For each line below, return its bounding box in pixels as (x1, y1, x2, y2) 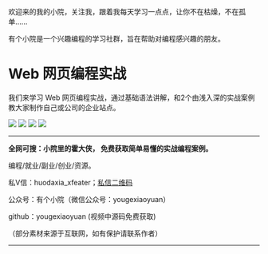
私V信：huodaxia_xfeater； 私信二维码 (8, 177, 133, 187)
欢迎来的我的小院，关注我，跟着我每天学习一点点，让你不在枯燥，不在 (8, 7, 239, 16)
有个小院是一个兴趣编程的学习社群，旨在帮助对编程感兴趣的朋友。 (8, 34, 225, 43)
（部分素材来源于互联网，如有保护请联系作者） (8, 228, 162, 238)
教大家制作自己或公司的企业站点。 (8, 102, 120, 112)
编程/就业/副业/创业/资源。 (8, 161, 96, 170)
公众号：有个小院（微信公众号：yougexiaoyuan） (8, 194, 170, 204)
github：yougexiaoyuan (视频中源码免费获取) (8, 211, 156, 221)
